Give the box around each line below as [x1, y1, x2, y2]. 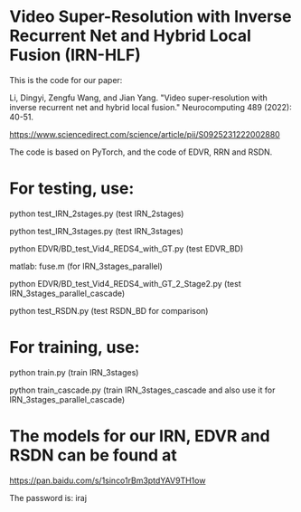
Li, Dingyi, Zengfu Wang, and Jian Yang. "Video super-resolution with [9, 92, 268, 103]
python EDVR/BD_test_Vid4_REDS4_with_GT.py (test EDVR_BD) [9, 242, 244, 254]
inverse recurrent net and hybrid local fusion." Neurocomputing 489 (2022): [9, 101, 292, 112]
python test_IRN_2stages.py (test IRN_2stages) [9, 208, 184, 219]
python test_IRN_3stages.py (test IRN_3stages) [9, 225, 183, 236]
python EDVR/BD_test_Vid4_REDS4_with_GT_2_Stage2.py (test [9, 278, 241, 289]
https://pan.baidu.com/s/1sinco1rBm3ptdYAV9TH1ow [9, 475, 206, 486]
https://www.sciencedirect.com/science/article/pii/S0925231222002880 [9, 128, 280, 139]
